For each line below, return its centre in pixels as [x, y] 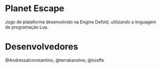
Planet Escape [35, 8]
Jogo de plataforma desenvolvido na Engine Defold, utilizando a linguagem [81, 22]
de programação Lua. [27, 27]
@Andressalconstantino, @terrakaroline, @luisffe [55, 60]
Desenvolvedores [42, 47]
